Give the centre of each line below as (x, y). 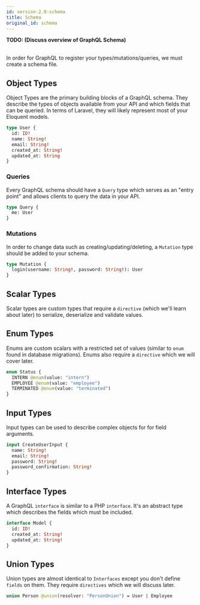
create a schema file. (32, 64)
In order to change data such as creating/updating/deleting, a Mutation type (100, 247)
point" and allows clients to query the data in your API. (73, 196)
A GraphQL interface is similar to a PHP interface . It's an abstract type (95, 506)
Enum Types (30, 334)
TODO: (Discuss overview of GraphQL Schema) (66, 40)
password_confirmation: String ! (52, 467)
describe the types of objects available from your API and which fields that (98, 104)
